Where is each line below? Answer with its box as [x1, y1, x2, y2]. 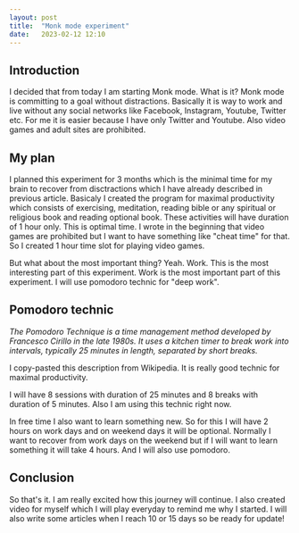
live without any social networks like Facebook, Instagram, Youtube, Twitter [9, 105, 287, 116]
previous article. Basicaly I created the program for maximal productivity [9, 193, 275, 204]
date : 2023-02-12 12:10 [9, 29, 105, 38]
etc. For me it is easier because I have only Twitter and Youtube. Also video [9, 115, 286, 126]
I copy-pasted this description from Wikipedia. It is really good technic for [9, 362, 280, 373]
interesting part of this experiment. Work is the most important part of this [9, 267, 281, 278]
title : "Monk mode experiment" [9, 21, 129, 30]
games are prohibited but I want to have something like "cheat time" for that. [9, 231, 290, 241]
